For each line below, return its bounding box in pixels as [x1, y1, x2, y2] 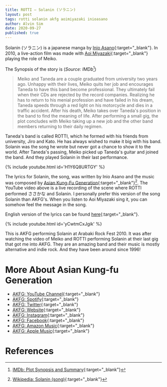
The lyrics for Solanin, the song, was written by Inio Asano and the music [5, 173, 155, 179]
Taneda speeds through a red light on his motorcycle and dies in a [17, 102, 153, 108]
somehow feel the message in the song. [5, 202, 87, 208]
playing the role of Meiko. [5, 56, 58, 61]
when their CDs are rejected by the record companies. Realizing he [17, 92, 155, 98]
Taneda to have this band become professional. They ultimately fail [17, 86, 155, 92]
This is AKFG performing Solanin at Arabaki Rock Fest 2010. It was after [5, 231, 152, 237]
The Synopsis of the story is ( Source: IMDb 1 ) [5, 65, 97, 72]
